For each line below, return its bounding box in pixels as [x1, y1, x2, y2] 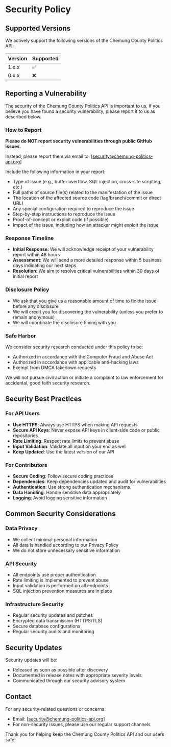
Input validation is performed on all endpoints [12, 582, 108, 588]
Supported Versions [5, 24, 70, 33]
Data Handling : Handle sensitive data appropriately [12, 489, 121, 495]
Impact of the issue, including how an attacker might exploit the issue [12, 222, 159, 228]
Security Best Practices [5, 395, 82, 403]
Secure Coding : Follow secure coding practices [12, 473, 114, 479]
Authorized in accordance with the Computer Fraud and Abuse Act [12, 354, 153, 359]
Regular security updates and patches [12, 612, 93, 618]
